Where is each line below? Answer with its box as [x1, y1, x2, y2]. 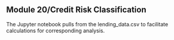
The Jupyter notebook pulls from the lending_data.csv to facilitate [6, 20, 169, 27]
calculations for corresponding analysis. [6, 27, 105, 34]
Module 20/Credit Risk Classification [6, 5, 146, 15]
